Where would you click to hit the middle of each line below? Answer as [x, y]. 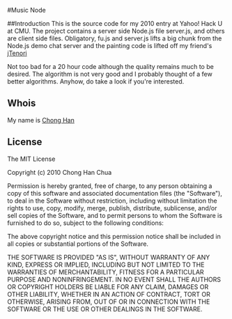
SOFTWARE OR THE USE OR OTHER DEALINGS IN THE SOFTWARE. [105, 309]
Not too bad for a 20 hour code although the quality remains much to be [110, 67]
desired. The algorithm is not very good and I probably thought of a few [110, 74]
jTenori [17, 53]
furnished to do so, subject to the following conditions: [85, 223]
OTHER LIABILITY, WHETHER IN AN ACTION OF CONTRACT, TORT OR [109, 294]
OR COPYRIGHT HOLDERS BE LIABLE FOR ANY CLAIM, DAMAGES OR [108, 287]
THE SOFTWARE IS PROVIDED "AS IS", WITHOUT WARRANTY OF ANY [109, 257]
